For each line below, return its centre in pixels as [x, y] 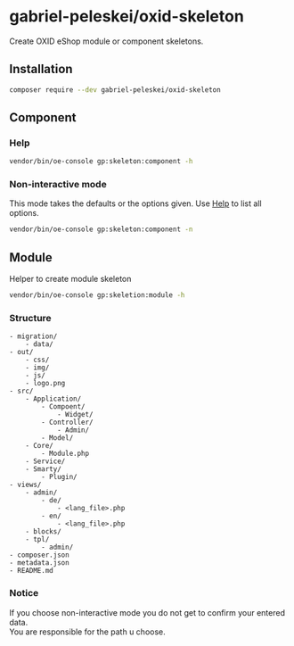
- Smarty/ [44, 469]
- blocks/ [44, 532]
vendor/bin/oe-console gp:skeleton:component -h [101, 161]
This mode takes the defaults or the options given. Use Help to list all [135, 203]
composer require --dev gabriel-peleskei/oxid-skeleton [115, 90]
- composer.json [39, 555]
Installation [41, 69]
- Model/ [57, 438]
